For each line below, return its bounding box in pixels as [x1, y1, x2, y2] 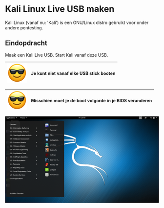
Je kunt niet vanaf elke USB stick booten [31, 70, 116, 76]
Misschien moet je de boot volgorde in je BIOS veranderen [31, 98, 152, 104]
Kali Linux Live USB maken [5, 3, 115, 15]
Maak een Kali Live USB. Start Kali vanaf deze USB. [5, 52, 108, 58]
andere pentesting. [5, 24, 43, 30]
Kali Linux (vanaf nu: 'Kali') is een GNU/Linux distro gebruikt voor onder [5, 20, 149, 25]
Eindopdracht [5, 39, 47, 47]
